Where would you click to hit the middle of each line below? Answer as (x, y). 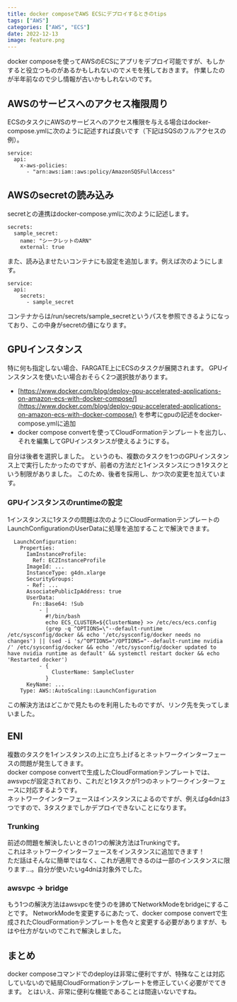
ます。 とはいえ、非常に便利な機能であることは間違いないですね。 (104, 992)
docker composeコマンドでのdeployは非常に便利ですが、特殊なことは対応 (116, 974)
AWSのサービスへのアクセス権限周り (88, 104)
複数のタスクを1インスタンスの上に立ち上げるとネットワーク (96, 754)
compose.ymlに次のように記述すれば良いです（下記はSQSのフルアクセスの (117, 130)
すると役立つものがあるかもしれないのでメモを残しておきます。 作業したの (116, 70)
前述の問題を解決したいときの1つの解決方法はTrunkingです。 (96, 842)
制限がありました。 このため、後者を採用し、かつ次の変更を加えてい (120, 474)
